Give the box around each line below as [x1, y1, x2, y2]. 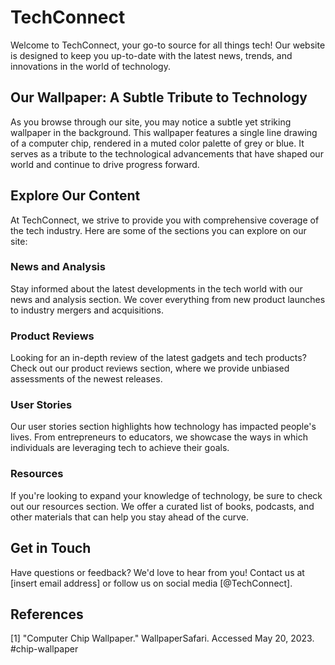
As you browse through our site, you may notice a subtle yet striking [10, 116, 292, 128]
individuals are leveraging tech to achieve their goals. [10, 442, 230, 454]
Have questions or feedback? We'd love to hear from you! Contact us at [10, 566, 305, 578]
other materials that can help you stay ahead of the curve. [10, 511, 250, 523]
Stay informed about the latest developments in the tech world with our [10, 282, 303, 295]
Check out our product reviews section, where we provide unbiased [10, 362, 290, 375]
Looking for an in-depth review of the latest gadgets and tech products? [10, 352, 307, 364]
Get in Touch [10, 540, 92, 557]
